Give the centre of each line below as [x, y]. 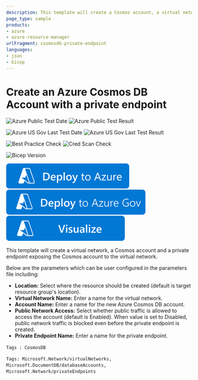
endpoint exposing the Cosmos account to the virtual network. [82, 256]
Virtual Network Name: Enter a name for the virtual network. [89, 298]
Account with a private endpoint [86, 105]
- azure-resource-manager [38, 37]
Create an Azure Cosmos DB [77, 92]
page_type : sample [29, 19]
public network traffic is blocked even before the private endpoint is [97, 323]
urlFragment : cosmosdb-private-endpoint [57, 44]
